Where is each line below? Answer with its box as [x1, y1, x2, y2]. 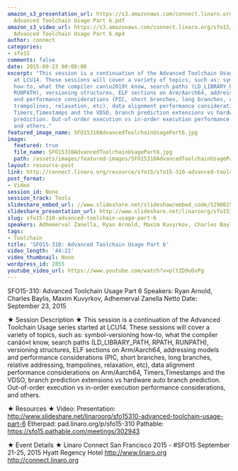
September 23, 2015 [7, 302, 67, 310]
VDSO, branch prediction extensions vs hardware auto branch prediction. [7, 375, 221, 384]
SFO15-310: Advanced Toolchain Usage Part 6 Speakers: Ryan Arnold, [7, 286, 212, 295]
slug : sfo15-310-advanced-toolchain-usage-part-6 [7, 215, 157, 222]
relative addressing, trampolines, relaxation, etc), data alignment [7, 361, 195, 369]
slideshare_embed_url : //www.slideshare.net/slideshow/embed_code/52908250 [7, 201, 236, 209]
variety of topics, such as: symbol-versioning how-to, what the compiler [7, 330, 218, 339]
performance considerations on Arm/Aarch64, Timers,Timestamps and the [7, 368, 225, 376]
